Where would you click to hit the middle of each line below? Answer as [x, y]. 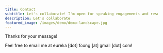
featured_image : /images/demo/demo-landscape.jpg [56, 23]
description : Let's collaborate [38, 18]
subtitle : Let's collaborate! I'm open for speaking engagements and [77, 14]
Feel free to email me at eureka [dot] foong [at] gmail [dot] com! [69, 45]
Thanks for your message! [31, 36]
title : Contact [20, 9]
